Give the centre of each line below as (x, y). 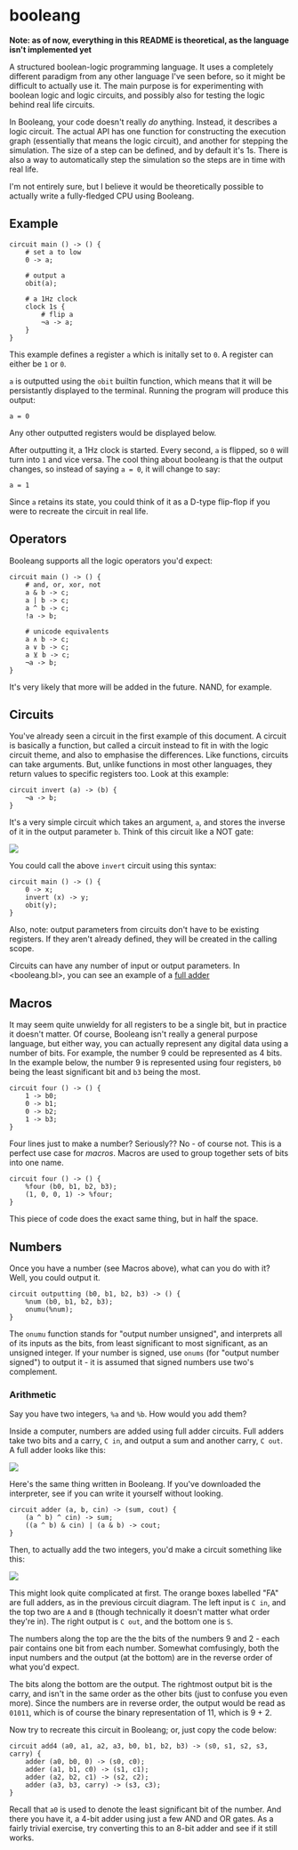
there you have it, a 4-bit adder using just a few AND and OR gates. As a (141, 1819)
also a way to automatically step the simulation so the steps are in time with (148, 159)
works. (22, 1838)
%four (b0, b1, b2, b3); (71, 1187)
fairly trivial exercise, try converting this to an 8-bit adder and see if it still (143, 1829)
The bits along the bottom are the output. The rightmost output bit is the (141, 1684)
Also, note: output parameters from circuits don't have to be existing (134, 930)
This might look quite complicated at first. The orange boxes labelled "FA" (144, 1593)
